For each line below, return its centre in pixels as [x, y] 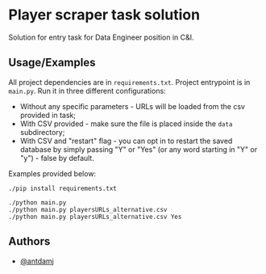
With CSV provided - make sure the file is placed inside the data [126, 124]
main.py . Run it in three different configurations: [87, 91]
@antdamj [37, 261]
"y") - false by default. [57, 158]
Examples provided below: [52, 173]
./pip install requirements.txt [62, 188]
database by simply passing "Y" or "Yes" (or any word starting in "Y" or [139, 149]
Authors [29, 241]
